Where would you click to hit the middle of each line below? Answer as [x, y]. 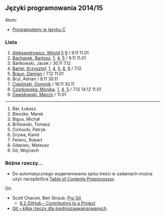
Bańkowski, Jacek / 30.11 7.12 [41, 63]
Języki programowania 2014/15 [54, 8]
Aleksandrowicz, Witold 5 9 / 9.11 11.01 [51, 53]
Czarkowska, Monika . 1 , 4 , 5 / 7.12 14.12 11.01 [57, 89]
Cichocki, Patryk [29, 130]
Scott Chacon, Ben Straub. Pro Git [47, 198]
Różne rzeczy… [24, 163]
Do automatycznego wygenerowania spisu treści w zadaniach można [82, 174]
